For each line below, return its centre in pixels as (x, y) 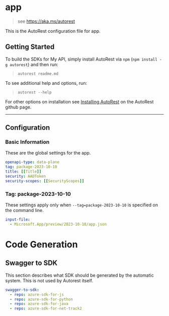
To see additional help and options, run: (46, 83)
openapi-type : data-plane (32, 162)
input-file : (18, 220)
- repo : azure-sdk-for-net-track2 (46, 309)
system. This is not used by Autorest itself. (49, 280)
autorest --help (34, 92)
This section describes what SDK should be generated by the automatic (80, 275)
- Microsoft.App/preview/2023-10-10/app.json (58, 224)
